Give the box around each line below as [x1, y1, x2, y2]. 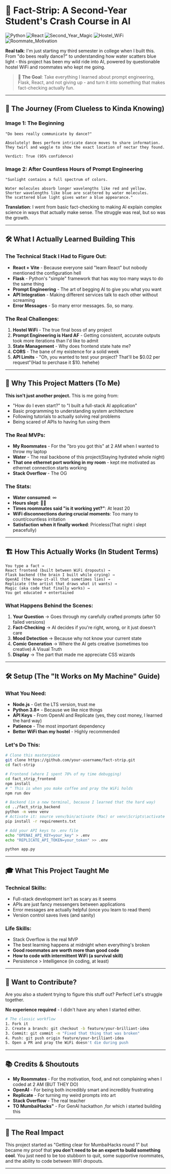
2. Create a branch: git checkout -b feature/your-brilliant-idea [5, 1026, 149, 1031]
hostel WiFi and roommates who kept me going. [5, 64, 105, 70]
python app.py [5, 847, 36, 852]
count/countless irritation [12, 516, 66, 523]
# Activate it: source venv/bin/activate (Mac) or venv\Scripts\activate [5, 814, 165, 819]
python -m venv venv [5, 809, 49, 814]
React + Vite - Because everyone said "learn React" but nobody [12, 264, 148, 270]
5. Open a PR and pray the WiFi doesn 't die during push [5, 1040, 129, 1045]
